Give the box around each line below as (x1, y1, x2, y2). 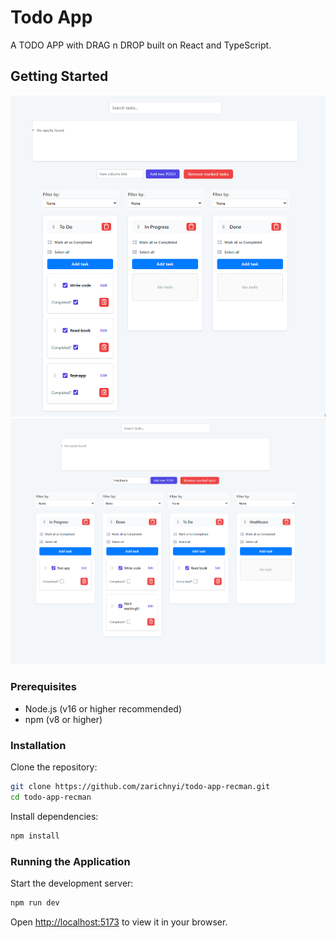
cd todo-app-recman (10, 792, 92, 802)
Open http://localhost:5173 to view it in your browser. (10, 916, 228, 928)
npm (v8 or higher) (24, 713, 103, 725)
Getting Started (10, 68, 109, 85)
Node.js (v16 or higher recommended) (24, 702, 182, 715)
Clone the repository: (10, 761, 98, 773)
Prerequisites (10, 680, 77, 694)
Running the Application (10, 854, 131, 868)
